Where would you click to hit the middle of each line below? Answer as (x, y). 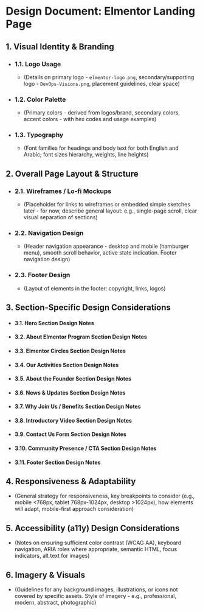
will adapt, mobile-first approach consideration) (74, 509)
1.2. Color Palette (40, 99)
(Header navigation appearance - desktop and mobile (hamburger (106, 246)
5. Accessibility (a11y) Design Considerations (93, 528)
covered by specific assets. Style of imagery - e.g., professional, (95, 596)
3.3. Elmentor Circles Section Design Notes (70, 351)
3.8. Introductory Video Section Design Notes (73, 420)
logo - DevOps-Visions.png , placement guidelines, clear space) (102, 83)
